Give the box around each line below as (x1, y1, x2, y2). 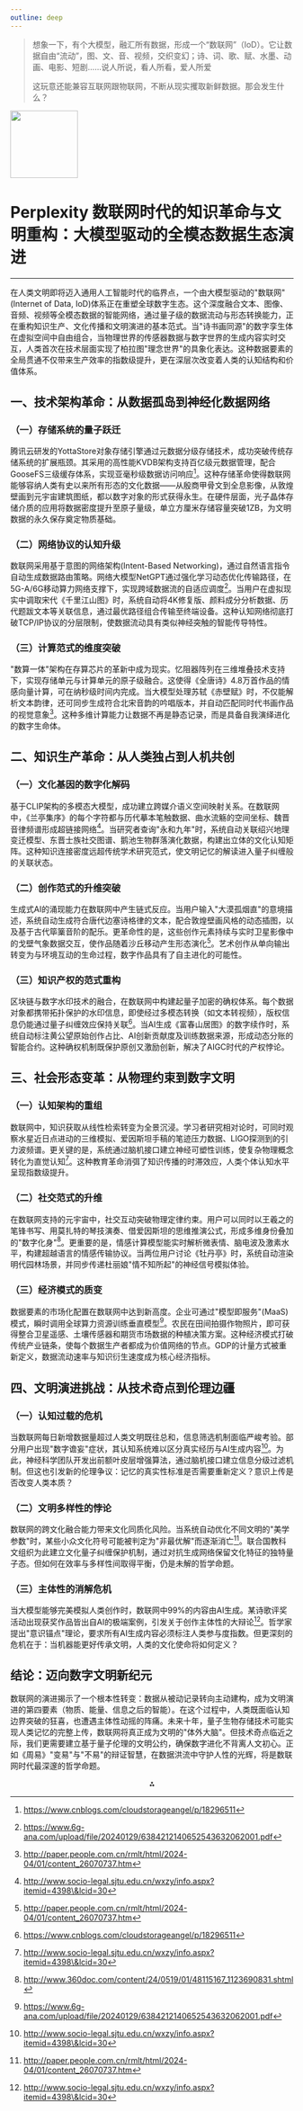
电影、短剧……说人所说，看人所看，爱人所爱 (48, 61, 212, 72)
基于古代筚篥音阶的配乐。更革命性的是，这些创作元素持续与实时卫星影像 (17, 926, 286, 937)
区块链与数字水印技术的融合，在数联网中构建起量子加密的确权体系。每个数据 (10, 996, 294, 1007)
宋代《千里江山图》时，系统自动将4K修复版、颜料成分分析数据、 (40, 595, 281, 605)
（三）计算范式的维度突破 (10, 641, 121, 654)
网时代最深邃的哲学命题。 (10, 1760, 105, 1772)
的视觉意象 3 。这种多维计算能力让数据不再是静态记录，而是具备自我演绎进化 (10, 708, 290, 720)
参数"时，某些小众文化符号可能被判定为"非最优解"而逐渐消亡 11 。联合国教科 (10, 1534, 287, 1546)
